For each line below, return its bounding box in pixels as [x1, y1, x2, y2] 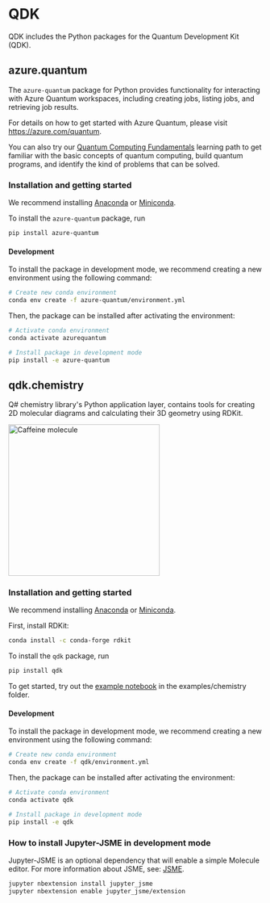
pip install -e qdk [8, 817, 74, 826]
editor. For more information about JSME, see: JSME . [8, 863, 185, 873]
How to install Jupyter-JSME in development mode [8, 837, 211, 848]
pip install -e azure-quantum [8, 356, 110, 364]
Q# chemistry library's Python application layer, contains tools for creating [8, 400, 255, 409]
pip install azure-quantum [8, 229, 99, 237]
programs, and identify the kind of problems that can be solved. [8, 159, 220, 169]
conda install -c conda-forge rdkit [8, 636, 131, 645]
